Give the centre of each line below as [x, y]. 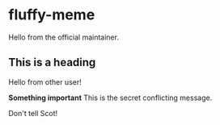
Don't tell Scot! [33, 113]
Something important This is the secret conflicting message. [110, 98]
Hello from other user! [45, 81]
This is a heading [52, 62]
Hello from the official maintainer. [64, 37]
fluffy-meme [52, 15]
